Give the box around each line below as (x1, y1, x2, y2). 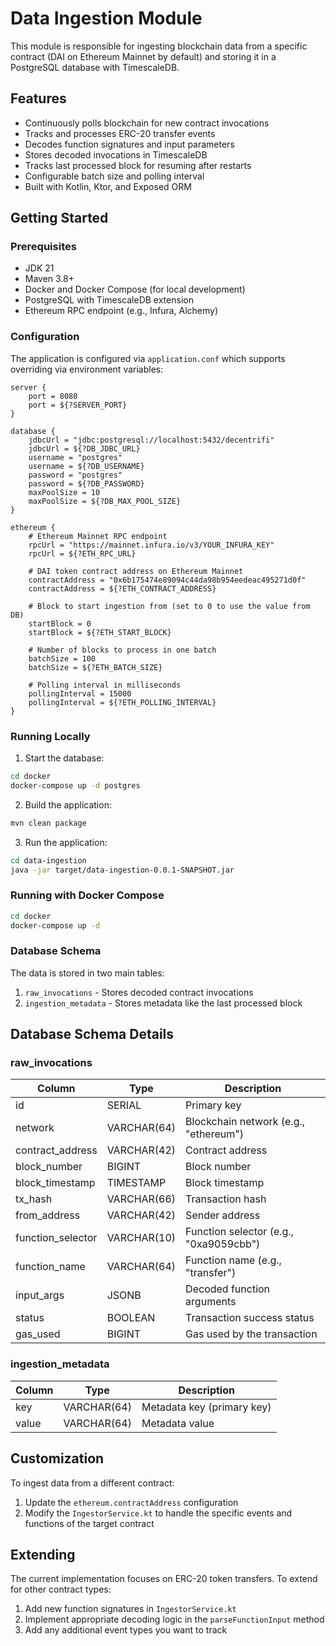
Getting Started (10, 210, 109, 227)
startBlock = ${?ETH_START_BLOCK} (28, 627, 172, 637)
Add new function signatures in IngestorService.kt (24, 1603, 237, 1615)
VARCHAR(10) (106, 1231, 177, 1245)
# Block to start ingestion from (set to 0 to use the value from (28, 601, 311, 611)
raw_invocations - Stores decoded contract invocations (24, 986, 254, 998)
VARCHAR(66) (106, 1192, 177, 1206)
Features (10, 90, 67, 107)
